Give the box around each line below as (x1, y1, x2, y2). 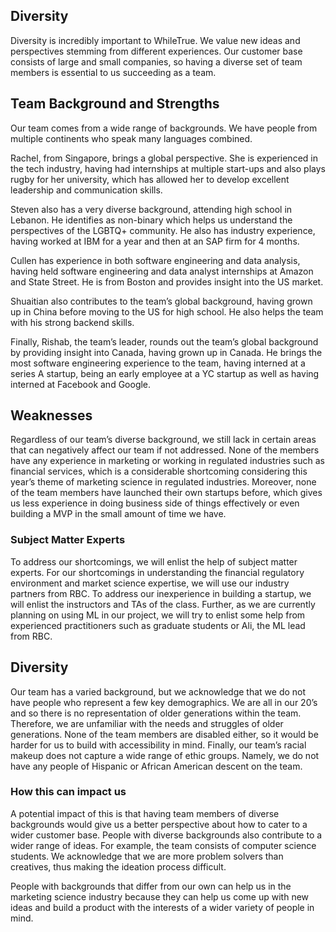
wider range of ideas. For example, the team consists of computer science (10, 839, 317, 851)
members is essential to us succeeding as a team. (10, 66, 217, 78)
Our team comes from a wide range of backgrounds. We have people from (10, 122, 318, 134)
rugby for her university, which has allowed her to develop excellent (10, 173, 290, 185)
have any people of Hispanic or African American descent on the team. (10, 760, 303, 772)
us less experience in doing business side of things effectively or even (10, 497, 300, 509)
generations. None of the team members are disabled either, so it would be (10, 728, 319, 740)
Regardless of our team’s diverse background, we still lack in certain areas (10, 434, 317, 446)
